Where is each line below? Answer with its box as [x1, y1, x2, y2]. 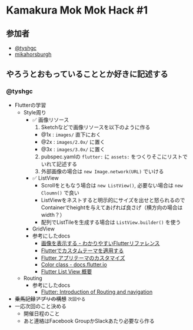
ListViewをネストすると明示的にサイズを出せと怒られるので [41, 196, 185, 203]
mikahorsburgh [14, 51, 52, 58]
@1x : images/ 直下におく [41, 131, 102, 138]
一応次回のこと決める [14, 302, 66, 309]
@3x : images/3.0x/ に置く [41, 146, 105, 153]
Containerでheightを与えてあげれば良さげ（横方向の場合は [41, 204, 183, 211]
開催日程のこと [23, 310, 60, 317]
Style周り [23, 108, 46, 115]
